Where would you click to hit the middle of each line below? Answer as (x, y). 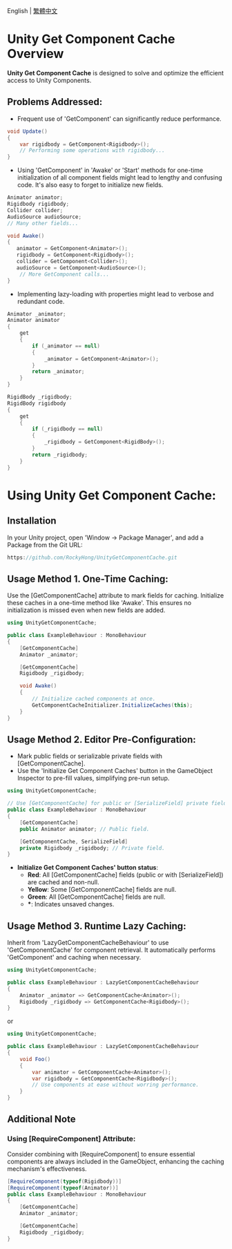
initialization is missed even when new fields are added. (86, 610)
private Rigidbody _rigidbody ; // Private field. (93, 848)
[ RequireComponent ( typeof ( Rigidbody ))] (65, 1181)
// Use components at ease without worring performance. (115, 1085)
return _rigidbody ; (60, 455)
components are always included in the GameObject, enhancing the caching (116, 1161)
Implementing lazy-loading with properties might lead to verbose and (115, 294)
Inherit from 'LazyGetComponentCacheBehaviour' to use (88, 943)
